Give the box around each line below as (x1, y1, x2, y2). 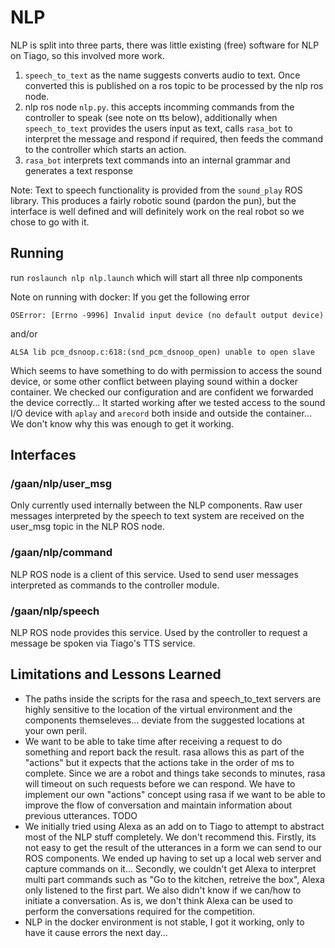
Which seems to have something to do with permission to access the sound (10, 364, 322, 376)
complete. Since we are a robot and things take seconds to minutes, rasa (24, 767, 326, 779)
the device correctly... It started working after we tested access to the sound (10, 396, 326, 408)
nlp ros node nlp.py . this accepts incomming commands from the (24, 101, 295, 113)
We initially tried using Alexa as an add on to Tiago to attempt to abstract (24, 820, 325, 832)
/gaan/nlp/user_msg (10, 477, 113, 491)
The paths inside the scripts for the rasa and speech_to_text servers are (24, 692, 322, 705)
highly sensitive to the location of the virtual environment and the (24, 703, 293, 715)
